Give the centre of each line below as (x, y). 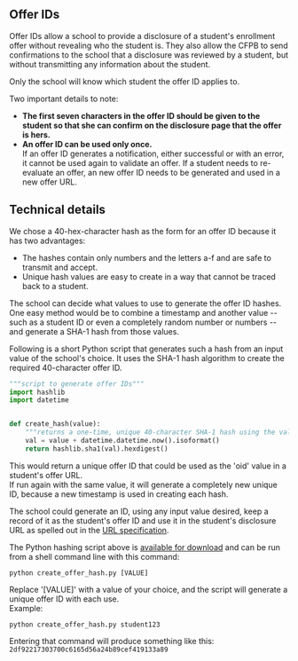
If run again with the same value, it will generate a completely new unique (143, 484)
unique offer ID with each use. (64, 599)
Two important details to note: (64, 98)
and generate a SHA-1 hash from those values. (94, 331)
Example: (26, 608)
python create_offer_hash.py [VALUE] (79, 573)
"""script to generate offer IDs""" (77, 384)
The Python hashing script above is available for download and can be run (145, 547)
